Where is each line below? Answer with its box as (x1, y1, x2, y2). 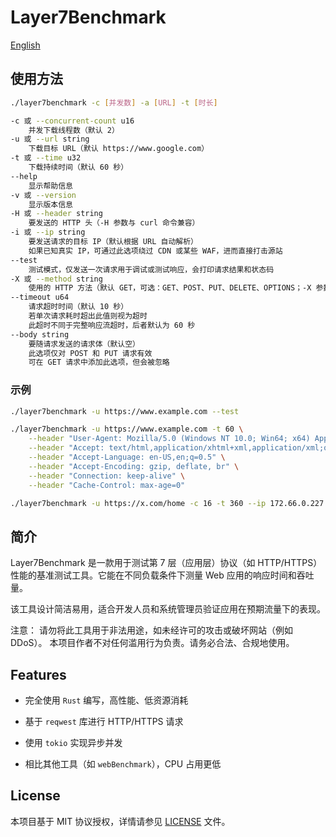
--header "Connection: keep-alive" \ (28, 471, 186, 481)
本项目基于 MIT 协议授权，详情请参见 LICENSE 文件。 (10, 815, 231, 827)
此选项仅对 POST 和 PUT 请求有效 (28, 348, 153, 358)
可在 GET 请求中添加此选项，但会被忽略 (28, 357, 170, 368)
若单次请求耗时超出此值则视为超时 (28, 311, 148, 321)
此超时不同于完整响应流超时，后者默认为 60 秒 (28, 320, 196, 330)
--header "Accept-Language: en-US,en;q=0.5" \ (28, 452, 226, 463)
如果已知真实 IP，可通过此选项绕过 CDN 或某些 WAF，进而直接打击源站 (28, 246, 283, 256)
